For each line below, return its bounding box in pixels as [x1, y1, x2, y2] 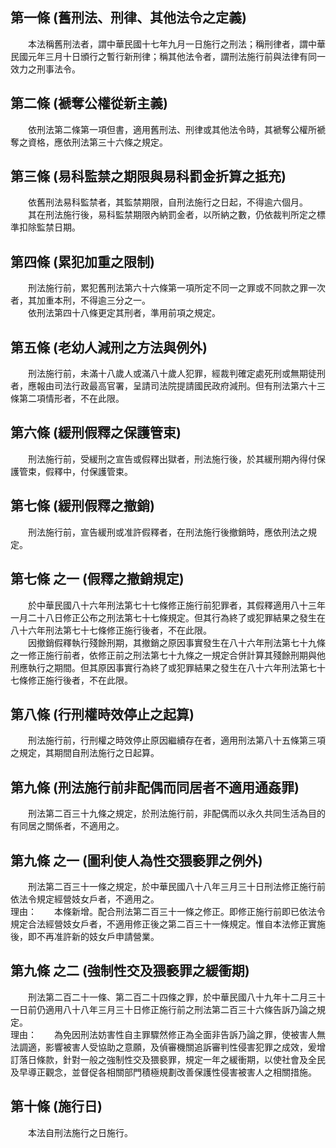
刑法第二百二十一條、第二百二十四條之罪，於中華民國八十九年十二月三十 [27, 991, 326, 1003]
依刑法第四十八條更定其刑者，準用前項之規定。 [27, 307, 221, 319]
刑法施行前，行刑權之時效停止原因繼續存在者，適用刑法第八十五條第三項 [27, 734, 326, 747]
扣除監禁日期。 [18, 221, 81, 233]
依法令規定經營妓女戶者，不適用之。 [10, 893, 160, 905]
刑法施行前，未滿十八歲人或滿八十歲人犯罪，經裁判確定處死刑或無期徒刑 [27, 368, 326, 380]
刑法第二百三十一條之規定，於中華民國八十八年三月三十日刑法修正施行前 [27, 880, 326, 892]
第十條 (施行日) [10, 1098, 103, 1115]
